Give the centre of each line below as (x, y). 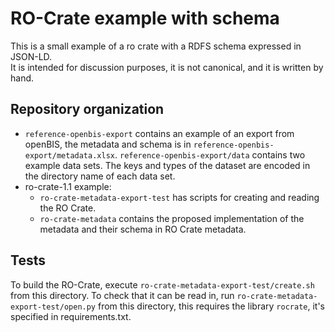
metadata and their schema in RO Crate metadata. (143, 229)
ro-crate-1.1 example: (68, 186)
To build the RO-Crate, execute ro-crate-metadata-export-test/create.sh (162, 284)
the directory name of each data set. (100, 176)
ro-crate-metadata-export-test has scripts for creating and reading (179, 197)
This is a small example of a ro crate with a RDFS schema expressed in (156, 46)
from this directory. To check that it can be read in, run (122, 295)
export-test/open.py (53, 307)
